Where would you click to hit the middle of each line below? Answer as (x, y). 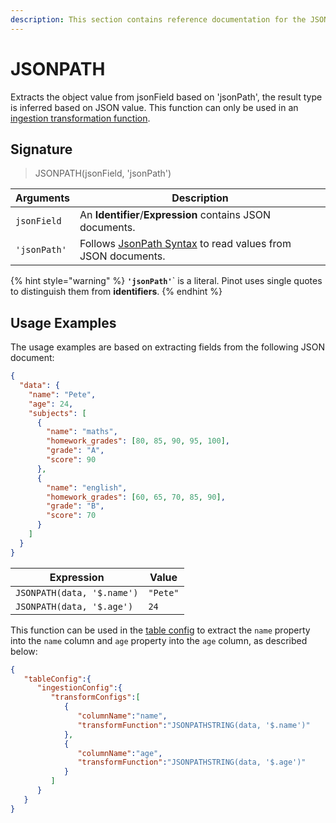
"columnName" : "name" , (122, 716)
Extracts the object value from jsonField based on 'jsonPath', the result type (166, 97)
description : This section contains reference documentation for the (158, 19)
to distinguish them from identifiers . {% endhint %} (116, 292)
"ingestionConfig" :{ (79, 688)
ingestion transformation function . (80, 118)
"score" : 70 (71, 516)
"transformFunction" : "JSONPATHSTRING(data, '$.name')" (194, 725)
